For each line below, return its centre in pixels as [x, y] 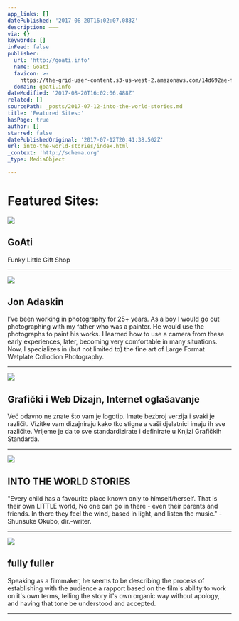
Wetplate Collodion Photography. [56, 357]
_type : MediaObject [36, 160]
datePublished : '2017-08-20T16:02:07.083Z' [73, 21]
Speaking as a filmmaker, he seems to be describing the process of [106, 580]
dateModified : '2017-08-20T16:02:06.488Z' [71, 93]
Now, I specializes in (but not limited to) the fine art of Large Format [106, 349]
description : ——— [33, 27]
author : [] [23, 126]
